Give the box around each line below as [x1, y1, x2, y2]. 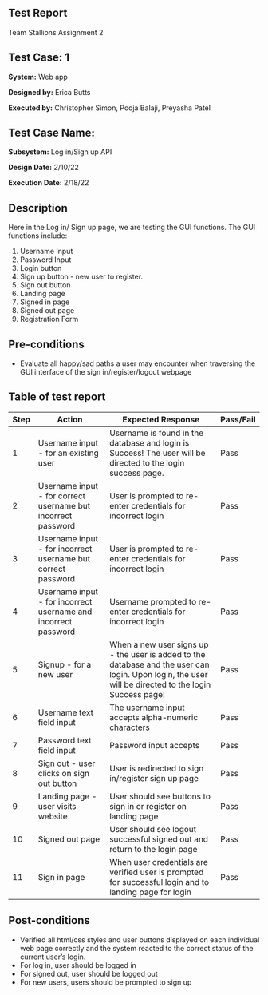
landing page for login [108, 886, 191, 898]
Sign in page [37, 871, 85, 882]
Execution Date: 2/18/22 [8, 178, 89, 188]
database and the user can [108, 659, 210, 670]
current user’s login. [19, 952, 86, 961]
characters [108, 722, 150, 733]
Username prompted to [108, 596, 197, 607]
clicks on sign [37, 767, 90, 779]
